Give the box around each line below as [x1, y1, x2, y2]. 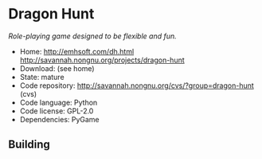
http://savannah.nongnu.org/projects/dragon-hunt [19, 55, 185, 65]
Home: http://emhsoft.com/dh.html [19, 46, 135, 56]
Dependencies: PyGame [19, 114, 100, 124]
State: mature [19, 72, 65, 81]
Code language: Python [19, 97, 98, 107]
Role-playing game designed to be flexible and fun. [8, 31, 177, 41]
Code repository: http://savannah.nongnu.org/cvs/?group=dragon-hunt [19, 81, 255, 90]
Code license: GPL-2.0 [19, 105, 94, 116]
